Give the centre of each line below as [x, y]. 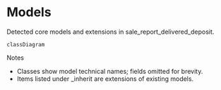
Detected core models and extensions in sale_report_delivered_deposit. [110, 32]
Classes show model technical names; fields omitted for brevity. [110, 71]
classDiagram [26, 44]
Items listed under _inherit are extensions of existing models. [105, 79]
